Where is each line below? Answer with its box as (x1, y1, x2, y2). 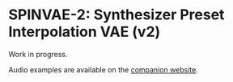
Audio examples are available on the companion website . (8, 64, 198, 74)
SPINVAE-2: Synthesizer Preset (8, 6, 225, 24)
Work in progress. (8, 49, 68, 59)
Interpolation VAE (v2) (8, 23, 161, 41)
